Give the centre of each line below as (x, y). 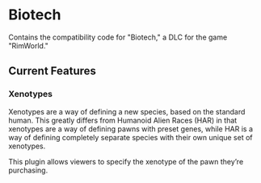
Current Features (53, 71)
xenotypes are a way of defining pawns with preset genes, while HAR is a (130, 129)
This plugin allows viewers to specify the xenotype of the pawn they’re (126, 161)
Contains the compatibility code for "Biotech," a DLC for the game (118, 37)
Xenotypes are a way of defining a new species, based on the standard (127, 111)
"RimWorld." (28, 45)
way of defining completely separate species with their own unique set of (130, 137)
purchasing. (28, 170)
